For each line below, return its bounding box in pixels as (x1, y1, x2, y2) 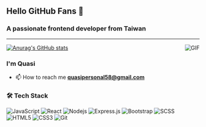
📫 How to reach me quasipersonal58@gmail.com (15, 73, 145, 81)
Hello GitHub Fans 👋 (6, 6, 84, 16)
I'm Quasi (6, 59, 36, 68)
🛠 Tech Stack (6, 91, 48, 100)
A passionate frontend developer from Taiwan (6, 24, 146, 33)
